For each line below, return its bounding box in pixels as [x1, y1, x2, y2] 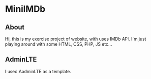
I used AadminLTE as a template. [5, 68, 71, 74]
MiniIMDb [5, 3, 46, 15]
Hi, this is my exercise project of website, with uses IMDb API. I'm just [5, 36, 147, 42]
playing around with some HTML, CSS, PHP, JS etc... [5, 41, 112, 47]
